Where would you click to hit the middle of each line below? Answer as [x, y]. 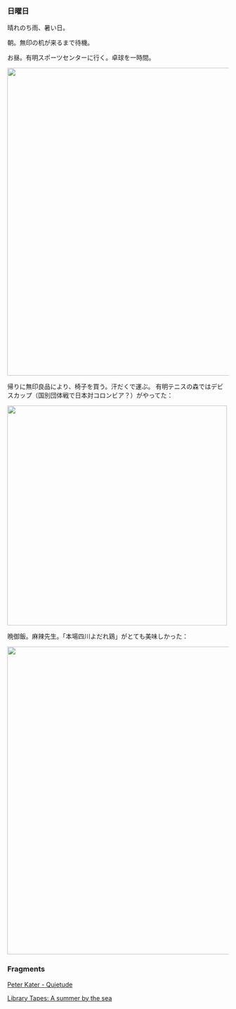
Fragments [26, 969]
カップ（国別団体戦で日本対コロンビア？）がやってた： [93, 395]
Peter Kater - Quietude [40, 984]
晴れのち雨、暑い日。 [38, 28]
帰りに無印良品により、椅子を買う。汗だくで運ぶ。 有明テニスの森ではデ [112, 387]
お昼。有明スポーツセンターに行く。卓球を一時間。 [81, 58]
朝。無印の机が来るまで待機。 [50, 43]
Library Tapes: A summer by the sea [60, 998]
